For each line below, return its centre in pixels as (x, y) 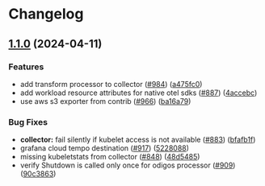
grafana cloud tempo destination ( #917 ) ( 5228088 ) (105, 148)
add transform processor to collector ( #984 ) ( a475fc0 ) (111, 84)
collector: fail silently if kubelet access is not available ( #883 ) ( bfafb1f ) (138, 140)
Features (26, 67)
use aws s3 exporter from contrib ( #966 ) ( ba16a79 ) (105, 101)
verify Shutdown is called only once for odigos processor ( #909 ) (128, 165)
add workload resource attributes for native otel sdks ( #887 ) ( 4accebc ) (139, 93)
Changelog (46, 14)
